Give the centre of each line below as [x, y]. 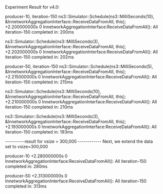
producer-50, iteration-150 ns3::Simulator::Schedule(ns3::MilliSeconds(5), [79, 66]
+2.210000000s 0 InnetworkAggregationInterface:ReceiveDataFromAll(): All [81, 102]
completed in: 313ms [26, 186]
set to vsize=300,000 [27, 146]
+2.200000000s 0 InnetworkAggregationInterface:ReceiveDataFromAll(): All [81, 27]
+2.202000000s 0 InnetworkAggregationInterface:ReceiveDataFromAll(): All [81, 52]
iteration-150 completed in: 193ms [39, 132]
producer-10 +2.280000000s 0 [36, 156]
